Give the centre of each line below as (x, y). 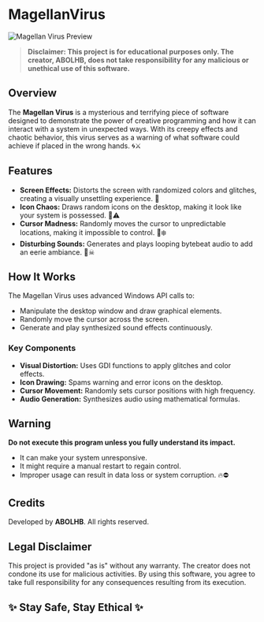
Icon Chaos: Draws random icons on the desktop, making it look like (130, 207)
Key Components (42, 348)
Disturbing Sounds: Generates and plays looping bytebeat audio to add (136, 244)
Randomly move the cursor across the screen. (94, 319)
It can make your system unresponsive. (83, 458)
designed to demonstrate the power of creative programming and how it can (132, 121)
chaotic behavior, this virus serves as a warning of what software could (124, 137)
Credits (27, 503)
